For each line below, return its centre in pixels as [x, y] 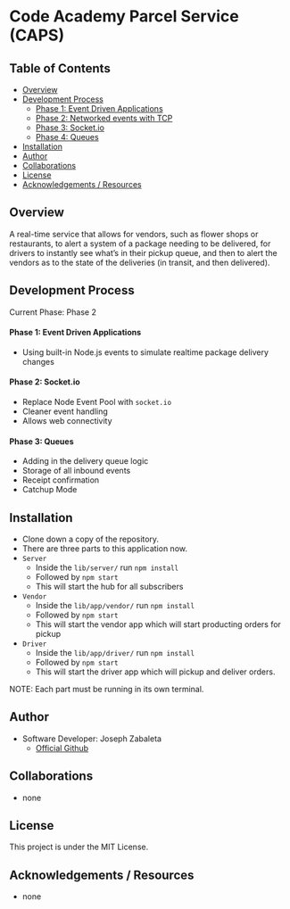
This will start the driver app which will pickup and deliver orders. [155, 672]
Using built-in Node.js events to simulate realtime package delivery [145, 352]
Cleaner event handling [65, 411]
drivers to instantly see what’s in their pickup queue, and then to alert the [144, 252]
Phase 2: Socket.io [45, 382]
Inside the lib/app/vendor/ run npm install [115, 606]
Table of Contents [60, 68]
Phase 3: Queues [41, 441]
